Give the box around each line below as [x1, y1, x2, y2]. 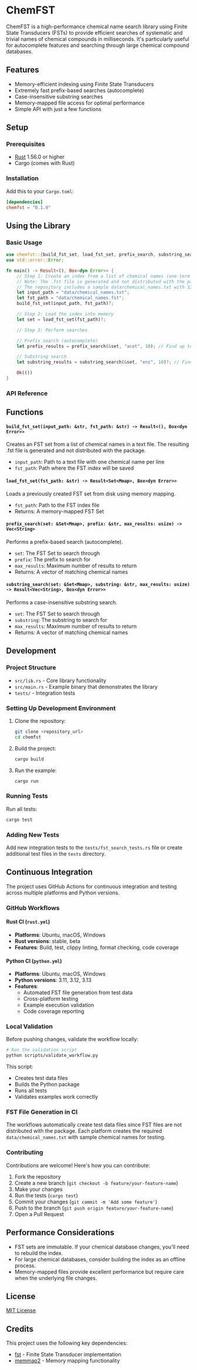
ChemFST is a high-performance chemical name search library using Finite [6, 23, 188, 30]
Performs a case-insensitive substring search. [6, 599, 118, 606]
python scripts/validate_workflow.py [6, 1052, 98, 1059]
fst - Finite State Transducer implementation [14, 1351, 121, 1358]
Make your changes [14, 1186, 63, 1193]
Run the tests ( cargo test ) [14, 1191, 78, 1199]
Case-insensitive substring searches [14, 93, 104, 100]
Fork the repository [14, 1173, 62, 1180]
